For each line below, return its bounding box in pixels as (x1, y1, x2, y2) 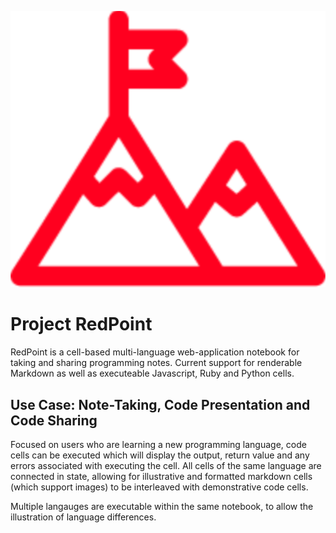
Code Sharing (10, 412, 98, 429)
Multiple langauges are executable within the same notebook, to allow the (10, 501, 314, 512)
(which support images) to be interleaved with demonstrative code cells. (10, 481, 309, 493)
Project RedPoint (10, 313, 153, 336)
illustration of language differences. (10, 511, 157, 523)
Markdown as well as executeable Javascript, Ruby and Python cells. (10, 367, 295, 380)
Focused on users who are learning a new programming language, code (10, 439, 307, 450)
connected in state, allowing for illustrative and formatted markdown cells (10, 471, 313, 482)
